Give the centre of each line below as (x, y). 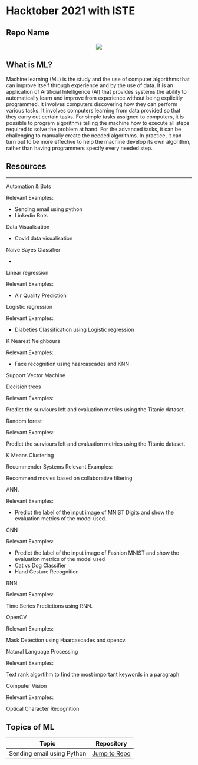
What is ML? (29, 65)
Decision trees (24, 387)
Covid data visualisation (44, 238)
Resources (26, 166)
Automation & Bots (29, 186)
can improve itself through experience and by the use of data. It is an (90, 85)
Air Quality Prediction (40, 295)
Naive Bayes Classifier (33, 249)
